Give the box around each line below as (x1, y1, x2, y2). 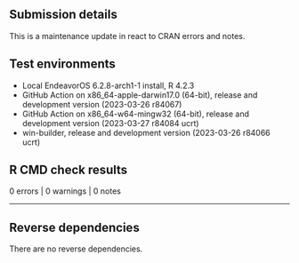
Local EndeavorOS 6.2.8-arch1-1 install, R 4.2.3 (21, 80, 195, 91)
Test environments (9, 57, 116, 72)
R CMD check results (9, 163, 128, 178)
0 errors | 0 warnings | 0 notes (9, 186, 122, 196)
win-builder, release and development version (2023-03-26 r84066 (21, 127, 271, 138)
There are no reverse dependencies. (9, 243, 143, 254)
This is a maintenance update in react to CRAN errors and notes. (9, 30, 246, 41)
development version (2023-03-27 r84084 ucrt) (21, 117, 199, 128)
